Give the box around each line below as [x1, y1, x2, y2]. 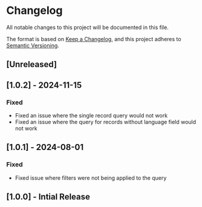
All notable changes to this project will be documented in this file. [6, 24, 169, 31]
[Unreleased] [6, 59, 57, 70]
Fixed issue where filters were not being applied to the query [15, 174, 167, 182]
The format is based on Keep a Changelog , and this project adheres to [6, 35, 181, 42]
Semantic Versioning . [6, 42, 59, 49]
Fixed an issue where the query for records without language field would [15, 119, 197, 126]
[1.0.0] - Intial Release [6, 192, 91, 202]
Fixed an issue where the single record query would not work [15, 112, 168, 119]
